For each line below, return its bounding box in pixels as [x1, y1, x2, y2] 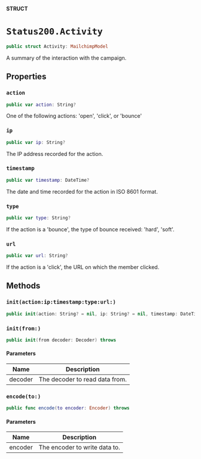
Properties [6, 72, 47, 82]
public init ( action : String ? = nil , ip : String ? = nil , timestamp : [6, 311, 178, 317]
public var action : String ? [6, 102, 77, 108]
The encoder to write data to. [38, 443, 121, 452]
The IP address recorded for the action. [6, 150, 103, 157]
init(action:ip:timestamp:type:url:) [6, 299, 117, 305]
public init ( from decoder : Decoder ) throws [6, 337, 117, 343]
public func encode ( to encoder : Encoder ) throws [6, 405, 130, 411]
